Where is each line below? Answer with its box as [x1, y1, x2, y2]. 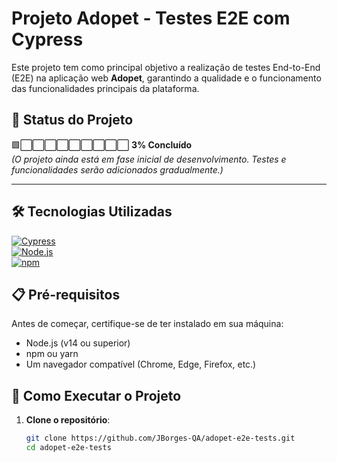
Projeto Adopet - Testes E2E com [11, 7, 291, 30]
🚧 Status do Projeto [11, 112, 134, 129]
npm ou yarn [25, 348, 79, 360]
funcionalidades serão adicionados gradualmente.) [11, 163, 224, 176]
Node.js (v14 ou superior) [25, 337, 131, 349]
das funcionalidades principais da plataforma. [11, 82, 200, 94]
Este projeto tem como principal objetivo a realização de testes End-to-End [11, 61, 321, 73]
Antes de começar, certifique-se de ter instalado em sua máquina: [11, 318, 284, 330]
